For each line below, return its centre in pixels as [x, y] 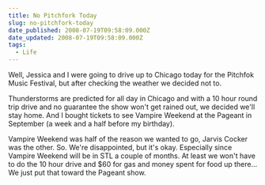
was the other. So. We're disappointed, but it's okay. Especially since [120, 147]
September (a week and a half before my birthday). [92, 124]
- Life [26, 52]
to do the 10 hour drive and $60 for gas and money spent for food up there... [133, 164]
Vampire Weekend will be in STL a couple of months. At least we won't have [132, 156]
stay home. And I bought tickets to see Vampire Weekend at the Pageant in [130, 115]
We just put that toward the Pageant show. [77, 172]
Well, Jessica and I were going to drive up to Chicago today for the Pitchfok [131, 75]
